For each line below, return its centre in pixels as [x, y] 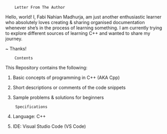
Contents [24, 58]
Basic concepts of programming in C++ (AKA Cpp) [66, 78]
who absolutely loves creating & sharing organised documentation [75, 22]
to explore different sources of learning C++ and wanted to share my [78, 33]
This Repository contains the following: [46, 68]
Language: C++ [29, 116]
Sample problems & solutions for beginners [58, 97]
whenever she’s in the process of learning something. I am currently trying [84, 28]
